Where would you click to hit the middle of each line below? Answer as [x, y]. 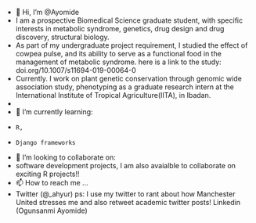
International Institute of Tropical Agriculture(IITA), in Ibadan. [113, 95]
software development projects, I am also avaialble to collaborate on [126, 165]
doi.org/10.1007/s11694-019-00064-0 [76, 70]
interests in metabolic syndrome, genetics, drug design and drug [120, 29]
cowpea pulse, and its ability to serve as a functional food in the [118, 54]
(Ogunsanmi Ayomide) [51, 210]
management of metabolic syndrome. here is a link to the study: [118, 62]
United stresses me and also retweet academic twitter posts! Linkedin [128, 202]
